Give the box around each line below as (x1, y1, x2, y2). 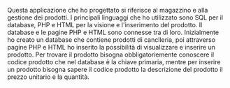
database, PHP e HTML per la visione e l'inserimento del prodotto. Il (7, 21, 203, 29)
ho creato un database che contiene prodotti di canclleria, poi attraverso (7, 36, 215, 44)
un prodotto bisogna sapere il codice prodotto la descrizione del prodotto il (7, 66, 224, 73)
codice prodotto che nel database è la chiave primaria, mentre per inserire (7, 58, 221, 66)
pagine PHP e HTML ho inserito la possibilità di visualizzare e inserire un (7, 43, 215, 51)
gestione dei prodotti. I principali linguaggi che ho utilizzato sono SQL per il (7, 13, 224, 22)
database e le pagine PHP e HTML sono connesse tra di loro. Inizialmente (7, 28, 219, 36)
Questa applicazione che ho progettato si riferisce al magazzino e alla (7, 6, 208, 14)
